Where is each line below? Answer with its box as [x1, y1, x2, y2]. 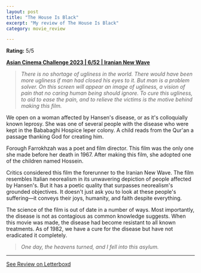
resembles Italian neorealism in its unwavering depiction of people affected [6, 175, 191, 183]
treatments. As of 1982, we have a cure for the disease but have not [6, 226, 173, 233]
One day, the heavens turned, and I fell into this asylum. [20, 244, 159, 251]
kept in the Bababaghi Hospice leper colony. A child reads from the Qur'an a [6, 127, 194, 134]
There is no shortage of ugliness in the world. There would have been [20, 70, 193, 78]
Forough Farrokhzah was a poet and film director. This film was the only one [6, 145, 194, 152]
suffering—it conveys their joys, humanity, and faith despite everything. [6, 194, 182, 202]
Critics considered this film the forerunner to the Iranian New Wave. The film [6, 169, 194, 176]
